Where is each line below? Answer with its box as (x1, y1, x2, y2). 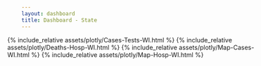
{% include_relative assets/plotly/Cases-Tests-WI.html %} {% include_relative (7, 35, 232, 44)
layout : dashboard (21, 10, 75, 17)
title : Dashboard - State (21, 17, 97, 24)
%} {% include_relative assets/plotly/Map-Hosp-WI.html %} (31, 50, 204, 59)
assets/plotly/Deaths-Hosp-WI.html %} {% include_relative (7, 43, 178, 51)
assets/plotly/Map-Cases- (179, 43, 255, 51)
